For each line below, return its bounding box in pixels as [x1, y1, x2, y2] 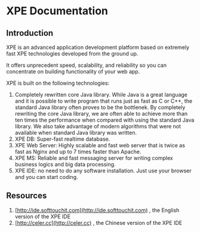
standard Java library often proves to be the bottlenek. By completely [14, 104, 186, 111]
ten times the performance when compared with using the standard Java [14, 116, 195, 123]
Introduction [6, 28, 54, 38]
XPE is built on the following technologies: [6, 79, 110, 86]
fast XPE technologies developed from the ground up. [6, 50, 139, 57]
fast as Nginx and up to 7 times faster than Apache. [14, 148, 141, 155]
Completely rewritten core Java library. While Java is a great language [14, 91, 188, 98]
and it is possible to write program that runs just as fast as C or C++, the [14, 97, 193, 104]
